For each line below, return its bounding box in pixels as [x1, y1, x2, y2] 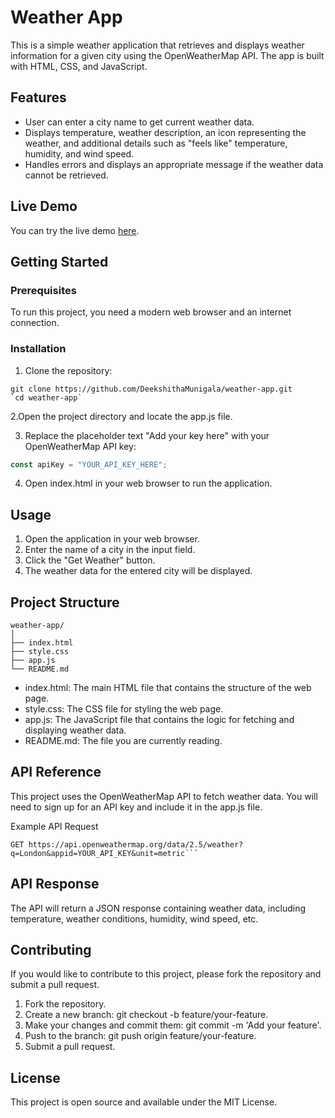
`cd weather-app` [10, 392, 83, 403]
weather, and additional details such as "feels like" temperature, [24, 137, 288, 149]
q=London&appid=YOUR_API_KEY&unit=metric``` [10, 848, 199, 858]
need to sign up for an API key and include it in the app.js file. [10, 801, 263, 813]
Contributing [10, 942, 92, 959]
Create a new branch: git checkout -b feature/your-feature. [24, 1009, 269, 1021]
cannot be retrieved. [24, 169, 109, 181]
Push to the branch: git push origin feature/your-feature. [24, 1030, 257, 1042]
